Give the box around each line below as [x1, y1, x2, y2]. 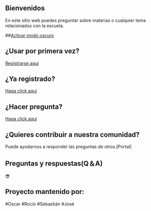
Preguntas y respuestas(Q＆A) [5, 159, 103, 168]
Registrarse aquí [5, 60, 39, 66]
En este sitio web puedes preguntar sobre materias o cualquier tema [5, 17, 146, 23]
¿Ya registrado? [5, 75, 55, 83]
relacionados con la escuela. [5, 23, 64, 29]
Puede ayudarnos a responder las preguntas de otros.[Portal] [5, 144, 132, 150]
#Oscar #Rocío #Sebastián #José [5, 200, 74, 207]
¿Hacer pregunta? [5, 102, 62, 111]
